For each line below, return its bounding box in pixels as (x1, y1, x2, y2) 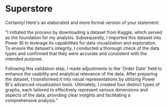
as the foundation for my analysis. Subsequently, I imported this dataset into (5, 34, 162, 40)
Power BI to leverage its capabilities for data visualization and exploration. (5, 39, 157, 45)
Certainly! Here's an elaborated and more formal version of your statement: (5, 19, 160, 25)
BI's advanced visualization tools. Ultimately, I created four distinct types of (5, 81, 160, 87)
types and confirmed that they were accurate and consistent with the (5, 50, 147, 56)
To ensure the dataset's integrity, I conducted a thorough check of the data (5, 45, 160, 51)
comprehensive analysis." (5, 97, 58, 103)
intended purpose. (5, 55, 43, 61)
